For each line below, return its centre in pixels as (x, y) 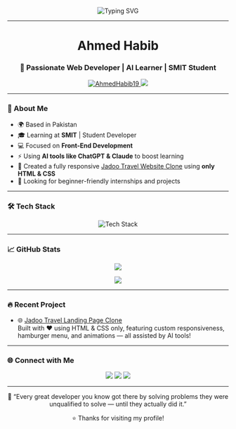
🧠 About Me (28, 109)
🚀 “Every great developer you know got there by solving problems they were (118, 396)
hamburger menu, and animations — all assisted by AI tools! (104, 335)
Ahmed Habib (118, 46)
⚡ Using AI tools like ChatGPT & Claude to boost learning (100, 156)
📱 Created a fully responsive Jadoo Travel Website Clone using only (116, 166)
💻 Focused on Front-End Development (75, 145)
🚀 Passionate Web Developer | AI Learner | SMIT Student (118, 68)
